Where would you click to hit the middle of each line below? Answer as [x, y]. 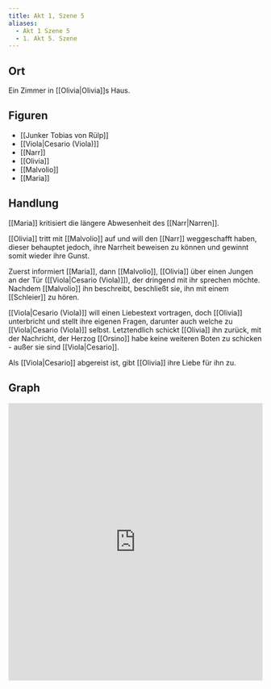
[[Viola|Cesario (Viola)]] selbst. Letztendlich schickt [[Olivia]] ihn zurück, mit [135, 330]
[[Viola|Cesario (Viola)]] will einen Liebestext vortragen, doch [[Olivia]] [125, 312]
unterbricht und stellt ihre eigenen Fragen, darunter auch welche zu [121, 321]
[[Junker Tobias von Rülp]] [64, 135]
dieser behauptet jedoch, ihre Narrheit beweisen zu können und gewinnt [129, 247]
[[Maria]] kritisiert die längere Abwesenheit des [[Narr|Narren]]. [114, 223]
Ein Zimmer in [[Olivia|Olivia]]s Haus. [69, 90]
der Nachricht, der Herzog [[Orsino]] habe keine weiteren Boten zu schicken [135, 338]
